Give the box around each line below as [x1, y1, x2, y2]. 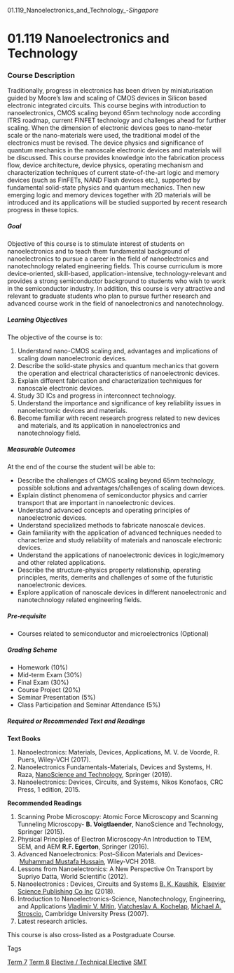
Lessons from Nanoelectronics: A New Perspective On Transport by [17, 865, 214, 873]
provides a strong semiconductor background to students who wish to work [7, 277, 226, 285]
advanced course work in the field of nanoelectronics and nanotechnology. [7, 299, 224, 308]
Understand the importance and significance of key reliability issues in [17, 399, 221, 407]
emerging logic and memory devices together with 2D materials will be [7, 191, 212, 200]
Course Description [7, 70, 76, 80]
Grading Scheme [7, 646, 57, 654]
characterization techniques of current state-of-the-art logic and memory [7, 169, 219, 177]
